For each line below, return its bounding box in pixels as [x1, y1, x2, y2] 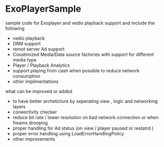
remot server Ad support [12, 46, 65, 52]
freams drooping [12, 120, 48, 126]
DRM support [12, 40, 41, 46]
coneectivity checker [12, 109, 57, 115]
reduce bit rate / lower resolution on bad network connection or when [12, 114, 159, 120]
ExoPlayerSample [5, 3, 81, 15]
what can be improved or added [5, 88, 72, 94]
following [5, 25, 24, 31]
